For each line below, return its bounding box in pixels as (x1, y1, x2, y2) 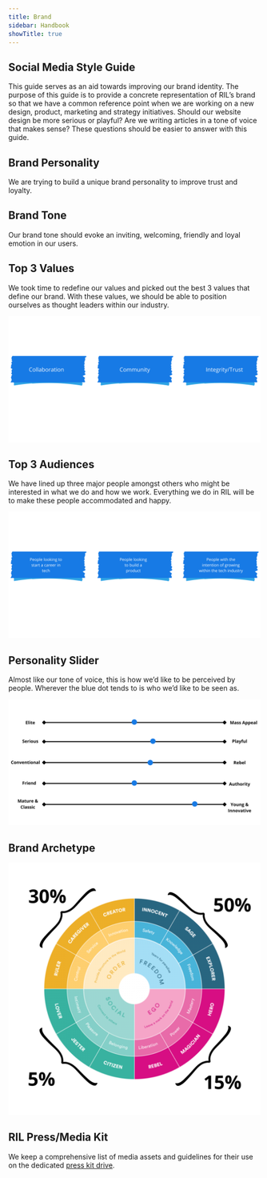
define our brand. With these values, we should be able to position (8, 291, 227, 301)
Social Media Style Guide (8, 60, 136, 74)
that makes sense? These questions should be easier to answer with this (8, 124, 248, 134)
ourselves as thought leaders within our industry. (8, 300, 169, 310)
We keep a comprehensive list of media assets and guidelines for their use (8, 1152, 253, 1161)
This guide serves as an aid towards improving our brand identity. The (8, 82, 239, 91)
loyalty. (8, 186, 32, 195)
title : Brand (8, 13, 52, 21)
